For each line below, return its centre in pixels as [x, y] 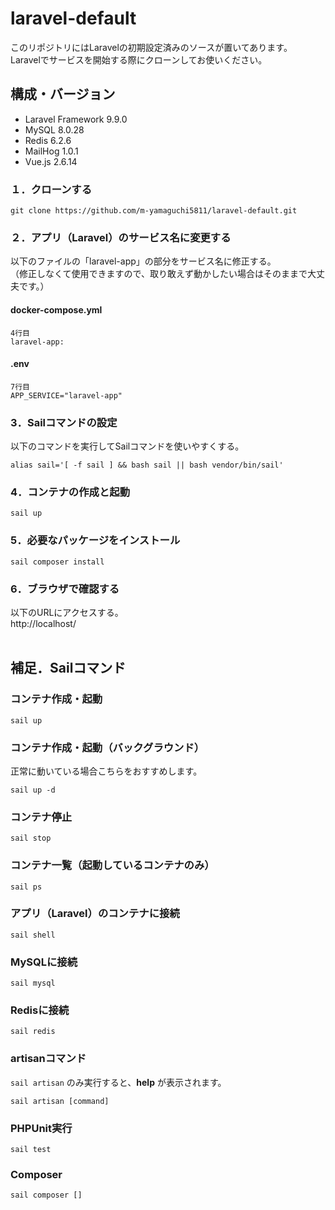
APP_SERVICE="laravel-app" [66, 395]
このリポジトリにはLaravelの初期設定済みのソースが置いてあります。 [151, 47]
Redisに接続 [40, 1010]
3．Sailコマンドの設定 [64, 422]
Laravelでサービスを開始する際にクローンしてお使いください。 [139, 59]
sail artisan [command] [60, 1101]
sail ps [26, 887]
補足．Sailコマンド [68, 668]
